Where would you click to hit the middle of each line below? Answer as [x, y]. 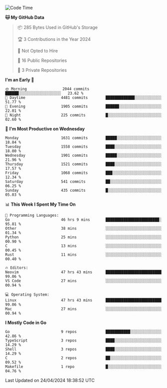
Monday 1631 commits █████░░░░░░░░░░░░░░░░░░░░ [83, 138]
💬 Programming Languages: [32, 215]
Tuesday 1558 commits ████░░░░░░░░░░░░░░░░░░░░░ [83, 147]
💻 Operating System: [27, 295]
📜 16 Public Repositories [42, 60]
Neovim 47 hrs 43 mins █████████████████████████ [83, 272]
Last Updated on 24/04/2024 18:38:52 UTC [50, 380]
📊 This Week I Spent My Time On [40, 204]
